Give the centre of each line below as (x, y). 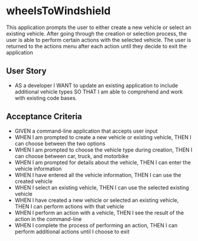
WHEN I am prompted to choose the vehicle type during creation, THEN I (103, 150)
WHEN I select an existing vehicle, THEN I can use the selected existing (102, 187)
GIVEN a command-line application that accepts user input (86, 131)
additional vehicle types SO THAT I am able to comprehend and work (99, 91)
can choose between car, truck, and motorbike (72, 156)
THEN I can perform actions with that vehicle (69, 206)
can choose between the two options (60, 143)
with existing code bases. (46, 98)
